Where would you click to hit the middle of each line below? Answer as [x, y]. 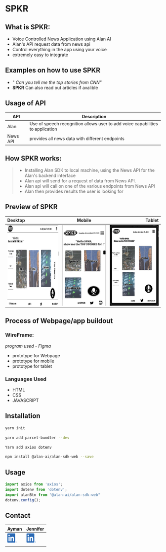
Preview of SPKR [31, 207]
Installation [23, 416]
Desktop [16, 220]
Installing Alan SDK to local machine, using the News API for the [89, 170]
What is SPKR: [28, 27]
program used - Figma [28, 346]
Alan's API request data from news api [51, 44]
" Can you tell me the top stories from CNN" [57, 82]
